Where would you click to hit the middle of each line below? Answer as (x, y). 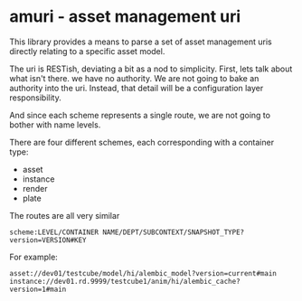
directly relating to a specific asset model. (87, 51)
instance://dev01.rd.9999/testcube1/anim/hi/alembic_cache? (125, 281)
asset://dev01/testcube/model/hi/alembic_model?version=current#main (143, 273)
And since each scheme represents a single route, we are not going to (140, 115)
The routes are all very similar (65, 215)
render (35, 188)
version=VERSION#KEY (48, 240)
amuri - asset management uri (125, 17)
